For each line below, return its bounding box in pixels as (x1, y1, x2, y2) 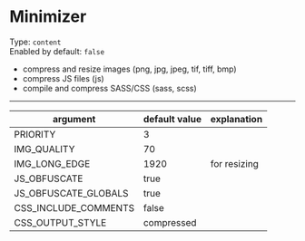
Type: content (9, 36, 62, 47)
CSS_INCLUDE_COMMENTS (14, 201, 134, 214)
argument (53, 112, 96, 125)
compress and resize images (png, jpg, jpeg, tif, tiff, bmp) (22, 63, 238, 74)
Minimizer (9, 6, 87, 27)
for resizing (210, 157, 259, 169)
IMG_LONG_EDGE (14, 157, 91, 169)
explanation (210, 112, 263, 125)
